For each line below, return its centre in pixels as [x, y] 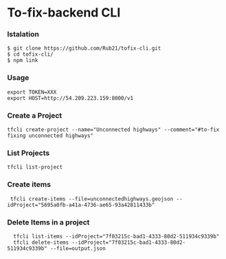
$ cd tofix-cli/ [30, 54]
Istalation [23, 34]
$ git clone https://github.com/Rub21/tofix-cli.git [84, 49]
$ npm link [23, 61]
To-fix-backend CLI [64, 13]
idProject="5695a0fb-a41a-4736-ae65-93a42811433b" [81, 205]
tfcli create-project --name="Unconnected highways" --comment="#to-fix [113, 130]
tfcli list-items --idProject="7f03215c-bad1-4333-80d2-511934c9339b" [116, 236]
